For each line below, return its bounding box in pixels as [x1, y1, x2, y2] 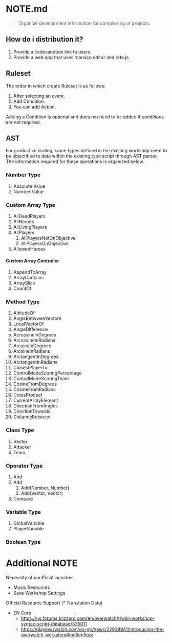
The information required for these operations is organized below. [6, 158, 144, 165]
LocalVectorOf [13, 321, 44, 327]
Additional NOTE [6, 558, 78, 569]
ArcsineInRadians [13, 348, 51, 354]
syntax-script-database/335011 [20, 621, 87, 627]
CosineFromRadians [13, 386, 56, 392]
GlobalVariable [13, 520, 45, 526]
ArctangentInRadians [13, 359, 58, 365]
